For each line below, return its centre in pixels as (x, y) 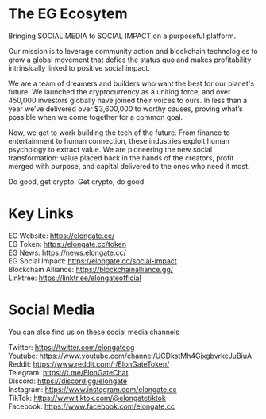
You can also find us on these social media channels (94, 332)
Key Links (41, 214)
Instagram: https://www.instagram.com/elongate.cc (93, 389)
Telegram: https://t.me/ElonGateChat (68, 372)
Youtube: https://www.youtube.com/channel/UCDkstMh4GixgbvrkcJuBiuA (130, 356)
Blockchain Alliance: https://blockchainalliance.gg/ (91, 269)
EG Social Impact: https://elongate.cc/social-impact (93, 261)
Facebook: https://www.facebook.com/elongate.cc (91, 406)
